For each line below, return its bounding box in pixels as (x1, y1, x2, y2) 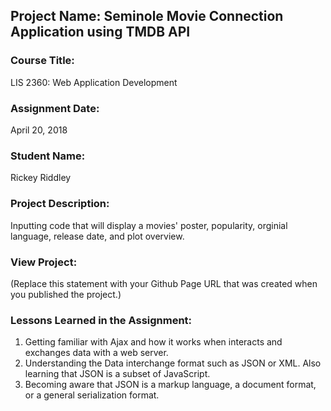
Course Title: (10, 54, 75, 68)
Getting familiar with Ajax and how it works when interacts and (24, 336, 283, 348)
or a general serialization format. (24, 389, 160, 401)
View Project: (10, 255, 78, 269)
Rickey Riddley (10, 172, 72, 184)
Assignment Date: (10, 101, 100, 115)
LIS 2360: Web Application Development (10, 76, 178, 88)
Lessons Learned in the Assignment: (10, 313, 193, 327)
